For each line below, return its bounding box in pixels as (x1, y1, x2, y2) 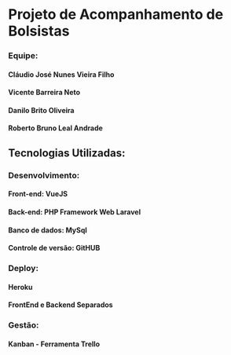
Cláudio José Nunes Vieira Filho (8, 69, 115, 79)
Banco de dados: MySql (8, 225, 88, 235)
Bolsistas (8, 22, 70, 40)
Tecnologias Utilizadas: (8, 146, 126, 159)
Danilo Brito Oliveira (8, 105, 75, 115)
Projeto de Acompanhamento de (8, 5, 224, 24)
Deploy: (8, 263, 39, 274)
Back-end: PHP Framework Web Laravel (8, 207, 141, 217)
